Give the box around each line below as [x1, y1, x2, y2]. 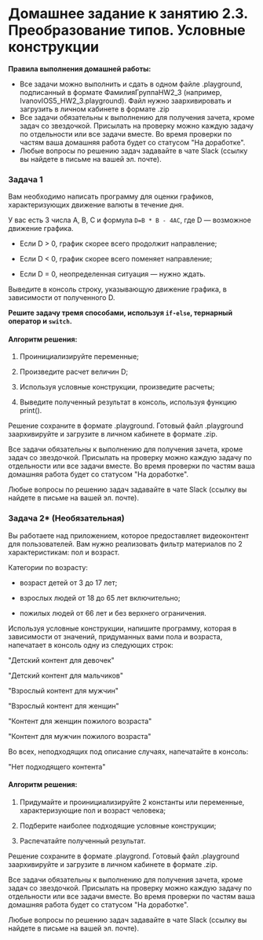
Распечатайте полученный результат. [19, 836, 146, 845]
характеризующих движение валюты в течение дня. [8, 200, 184, 210]
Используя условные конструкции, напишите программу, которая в [8, 624, 237, 633]
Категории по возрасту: [8, 562, 89, 572]
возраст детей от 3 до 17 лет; [19, 578, 118, 587]
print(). [19, 406, 42, 415]
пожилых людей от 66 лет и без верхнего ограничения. [19, 608, 206, 617]
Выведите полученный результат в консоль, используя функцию [19, 397, 237, 407]
